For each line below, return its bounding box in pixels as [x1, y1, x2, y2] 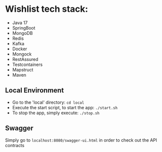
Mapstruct [12, 66, 33, 72]
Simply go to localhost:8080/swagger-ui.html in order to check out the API [5, 137, 158, 143]
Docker [12, 46, 28, 52]
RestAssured [12, 56, 38, 62]
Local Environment [5, 86, 64, 94]
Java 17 [12, 20, 28, 26]
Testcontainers [12, 61, 43, 67]
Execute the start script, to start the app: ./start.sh [12, 104, 118, 110]
